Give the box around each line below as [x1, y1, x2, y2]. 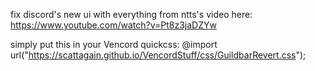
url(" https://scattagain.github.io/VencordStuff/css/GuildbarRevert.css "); [10, 49, 307, 61]
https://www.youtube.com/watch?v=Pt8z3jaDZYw [10, 19, 217, 31]
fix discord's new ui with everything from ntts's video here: [10, 9, 253, 20]
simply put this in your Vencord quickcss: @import [10, 39, 218, 50]
